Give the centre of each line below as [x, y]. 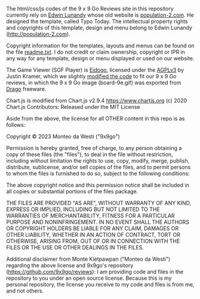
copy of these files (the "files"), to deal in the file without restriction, [90, 154]
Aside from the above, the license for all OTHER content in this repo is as [96, 118]
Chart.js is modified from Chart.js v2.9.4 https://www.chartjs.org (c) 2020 [97, 100]
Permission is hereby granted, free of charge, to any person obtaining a [94, 148]
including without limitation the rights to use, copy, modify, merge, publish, [98, 161]
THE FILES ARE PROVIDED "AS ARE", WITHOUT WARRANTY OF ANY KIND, [99, 203]
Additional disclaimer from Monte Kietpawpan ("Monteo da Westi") [88, 259]
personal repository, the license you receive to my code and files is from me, [100, 284]
